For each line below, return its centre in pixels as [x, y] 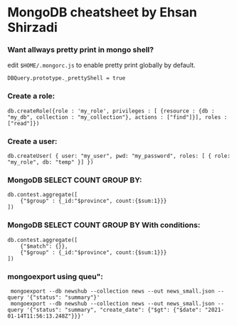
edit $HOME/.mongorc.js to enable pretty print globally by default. [101, 65]
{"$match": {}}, [44, 246]
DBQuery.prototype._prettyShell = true [67, 78]
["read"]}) [23, 123]
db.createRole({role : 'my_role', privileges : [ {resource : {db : [111, 111]
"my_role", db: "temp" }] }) [51, 162]
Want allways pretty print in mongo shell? [81, 50]
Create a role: [31, 96]
